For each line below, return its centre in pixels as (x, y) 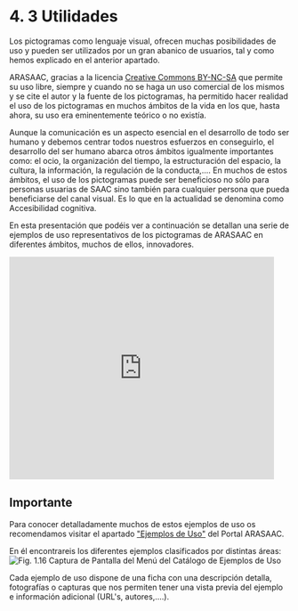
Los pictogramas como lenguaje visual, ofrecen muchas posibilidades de (143, 41)
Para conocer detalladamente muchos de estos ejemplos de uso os (133, 524)
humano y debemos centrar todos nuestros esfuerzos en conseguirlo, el (141, 142)
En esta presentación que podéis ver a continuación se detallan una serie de (149, 225)
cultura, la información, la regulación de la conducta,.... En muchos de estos (148, 170)
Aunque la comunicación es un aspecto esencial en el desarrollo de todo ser (149, 132)
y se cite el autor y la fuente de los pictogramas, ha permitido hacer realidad (149, 96)
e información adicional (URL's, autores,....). (89, 596)
